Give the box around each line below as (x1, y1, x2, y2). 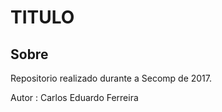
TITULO (10, 6, 75, 29)
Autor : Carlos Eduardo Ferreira (10, 92, 139, 103)
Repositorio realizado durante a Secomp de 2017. (10, 72, 213, 84)
